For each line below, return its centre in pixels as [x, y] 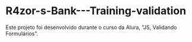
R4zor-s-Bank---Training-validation [96, 11]
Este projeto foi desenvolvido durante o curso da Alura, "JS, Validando [91, 27]
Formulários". [22, 33]
